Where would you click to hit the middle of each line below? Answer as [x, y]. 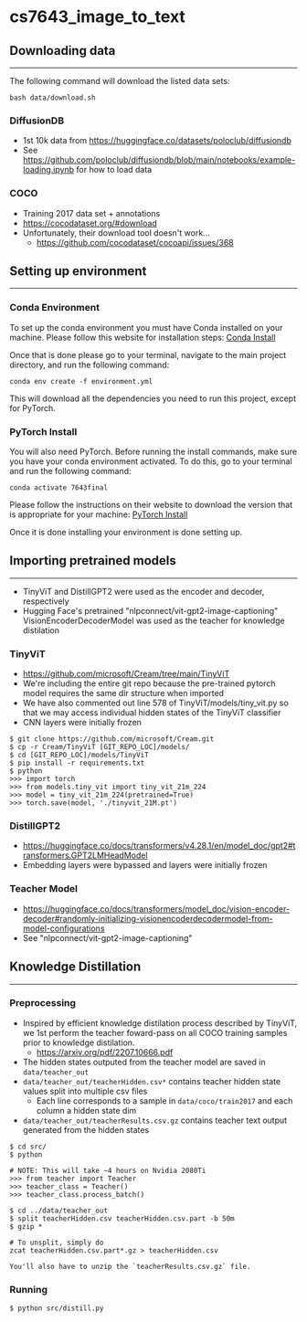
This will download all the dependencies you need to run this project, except [153, 398]
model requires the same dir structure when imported [123, 693]
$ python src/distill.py [57, 1308]
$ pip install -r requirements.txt [77, 763]
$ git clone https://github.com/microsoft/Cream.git [112, 739]
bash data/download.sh [53, 98]
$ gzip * [26, 1226]
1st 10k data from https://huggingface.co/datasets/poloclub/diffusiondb [157, 141]
